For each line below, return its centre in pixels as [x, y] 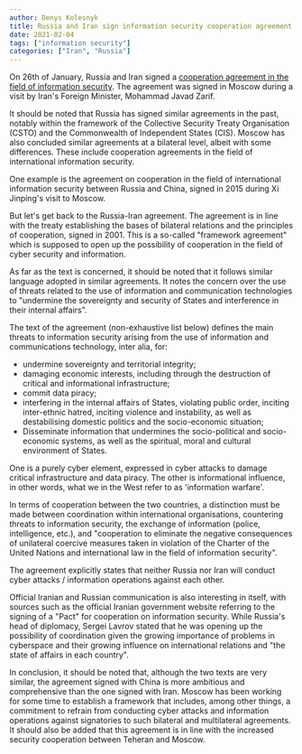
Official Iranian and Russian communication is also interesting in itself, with [148, 598]
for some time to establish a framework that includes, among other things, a [150, 702]
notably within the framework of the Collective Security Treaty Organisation [150, 124]
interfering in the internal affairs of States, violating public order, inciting [156, 403]
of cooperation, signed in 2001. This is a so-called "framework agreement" [148, 235]
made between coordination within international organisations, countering [146, 515]
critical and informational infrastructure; [96, 384]
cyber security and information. [68, 255]
